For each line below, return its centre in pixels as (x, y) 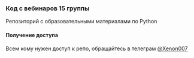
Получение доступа (32, 35)
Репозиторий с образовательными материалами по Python (81, 22)
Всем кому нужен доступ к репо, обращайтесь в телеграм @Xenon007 (97, 48)
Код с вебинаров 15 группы (48, 8)
